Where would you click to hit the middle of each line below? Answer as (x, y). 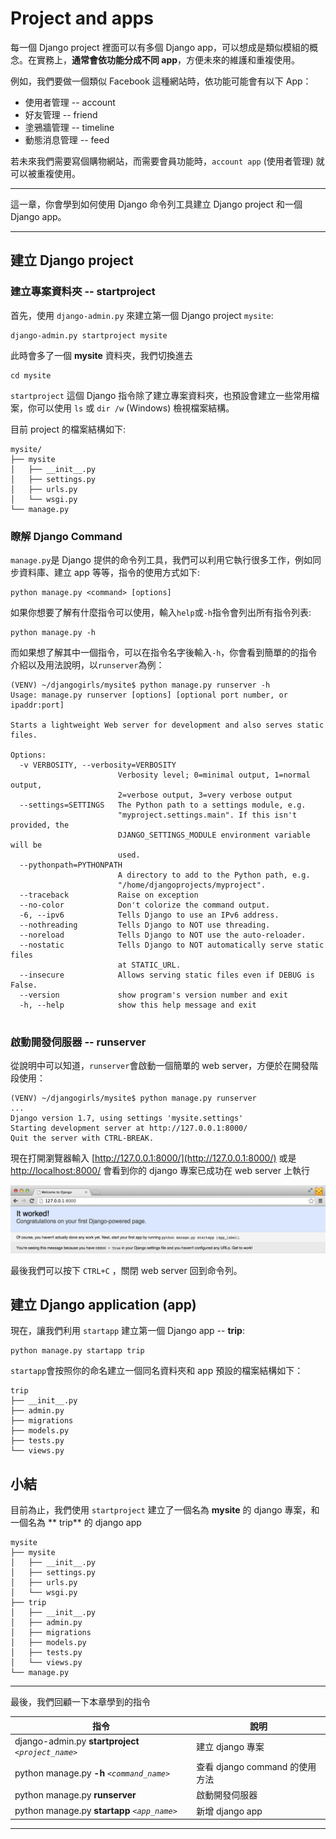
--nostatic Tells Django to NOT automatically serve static (172, 945)
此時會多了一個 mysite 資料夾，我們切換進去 (101, 355)
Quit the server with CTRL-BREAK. (82, 1138)
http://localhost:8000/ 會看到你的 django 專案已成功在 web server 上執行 (160, 1171)
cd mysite (31, 375)
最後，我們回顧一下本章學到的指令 (80, 1702)
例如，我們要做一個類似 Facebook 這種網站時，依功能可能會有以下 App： (161, 81)
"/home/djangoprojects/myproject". (192, 885)
